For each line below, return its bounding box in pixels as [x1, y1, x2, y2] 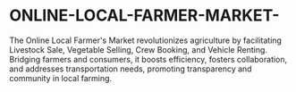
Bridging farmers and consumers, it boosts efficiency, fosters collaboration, [9, 54, 288, 64]
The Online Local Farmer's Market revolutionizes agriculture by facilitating [9, 35, 282, 46]
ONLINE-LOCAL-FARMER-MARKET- [9, 5, 280, 26]
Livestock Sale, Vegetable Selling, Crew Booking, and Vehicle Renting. [9, 44, 268, 54]
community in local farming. [9, 72, 113, 83]
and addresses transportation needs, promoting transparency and [9, 63, 252, 74]
